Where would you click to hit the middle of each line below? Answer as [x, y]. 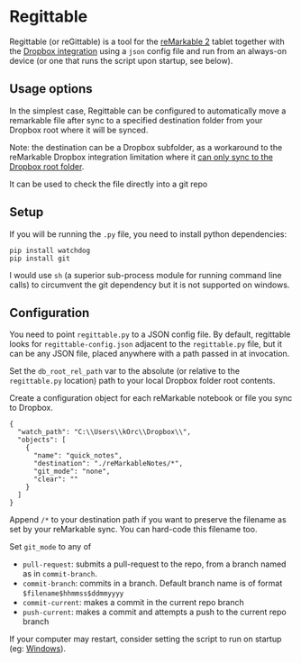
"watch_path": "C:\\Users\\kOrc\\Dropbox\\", [105, 432]
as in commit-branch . [59, 574]
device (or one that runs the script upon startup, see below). [121, 60]
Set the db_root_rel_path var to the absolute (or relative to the [125, 371]
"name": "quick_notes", [78, 456]
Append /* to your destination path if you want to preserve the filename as [148, 520]
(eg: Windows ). [37, 649]
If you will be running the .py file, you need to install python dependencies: [148, 234]
